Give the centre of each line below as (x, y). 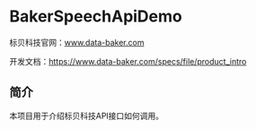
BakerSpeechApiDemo (96, 17)
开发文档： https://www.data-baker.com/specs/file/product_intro (128, 61)
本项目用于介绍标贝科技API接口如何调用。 (87, 116)
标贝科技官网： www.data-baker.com (77, 42)
